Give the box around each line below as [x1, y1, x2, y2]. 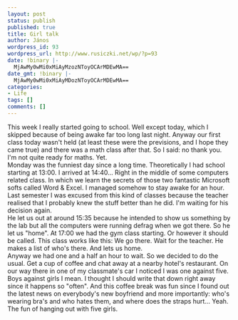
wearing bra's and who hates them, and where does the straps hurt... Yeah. [7, 296, 229, 305]
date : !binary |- [7, 57, 59, 64]
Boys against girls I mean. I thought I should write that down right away [7, 274, 216, 282]
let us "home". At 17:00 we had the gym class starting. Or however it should [7, 229, 229, 237]
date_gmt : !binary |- [7, 70, 72, 77]
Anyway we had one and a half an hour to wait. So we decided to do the [7, 251, 219, 260]
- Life [7, 90, 27, 97]
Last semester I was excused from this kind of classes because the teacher [7, 190, 229, 200]
